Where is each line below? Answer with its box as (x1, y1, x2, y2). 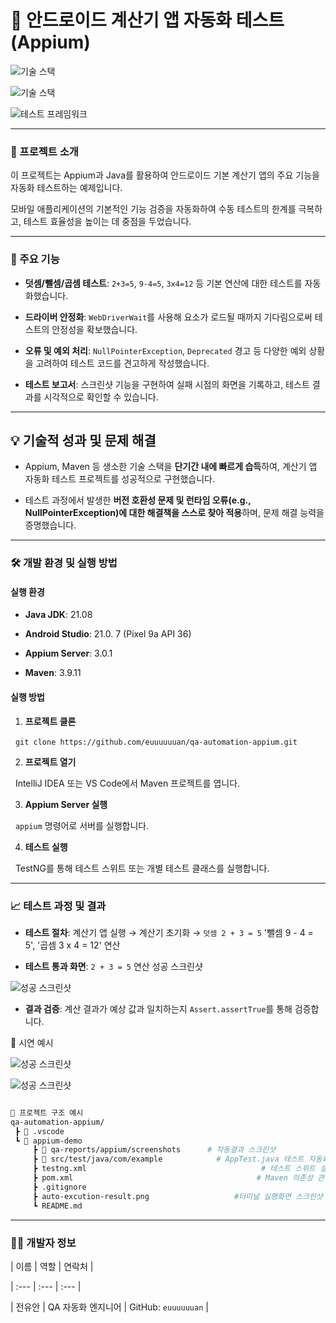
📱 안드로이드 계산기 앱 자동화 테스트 (10, 9, 285, 32)
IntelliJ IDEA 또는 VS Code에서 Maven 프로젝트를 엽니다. (14, 777, 241, 789)
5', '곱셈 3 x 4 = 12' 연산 (24, 939, 121, 951)
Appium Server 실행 (24, 798, 108, 810)
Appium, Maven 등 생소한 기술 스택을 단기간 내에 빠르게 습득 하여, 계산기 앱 (24, 461, 318, 473)
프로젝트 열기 (24, 756, 77, 768)
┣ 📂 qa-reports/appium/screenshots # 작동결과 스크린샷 (32, 1145, 277, 1155)
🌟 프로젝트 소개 (10, 144, 79, 158)
